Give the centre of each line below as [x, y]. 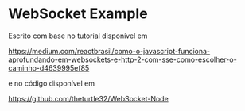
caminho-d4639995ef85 [49, 67]
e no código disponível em [52, 83]
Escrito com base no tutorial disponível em [78, 36]
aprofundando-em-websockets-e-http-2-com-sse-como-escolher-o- [122, 59]
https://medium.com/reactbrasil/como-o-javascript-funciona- [109, 51]
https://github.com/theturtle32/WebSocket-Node [88, 98]
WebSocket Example [78, 14]
